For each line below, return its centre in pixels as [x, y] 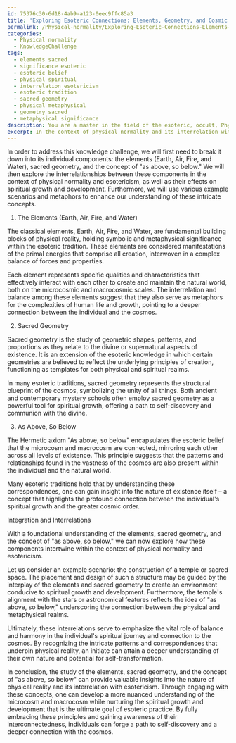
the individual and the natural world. [59, 470]
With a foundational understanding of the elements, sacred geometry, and [114, 534]
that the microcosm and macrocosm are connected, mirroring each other [113, 448]
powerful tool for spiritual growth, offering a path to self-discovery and [110, 406]
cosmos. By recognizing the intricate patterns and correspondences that [112, 643]
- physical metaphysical [50, 106]
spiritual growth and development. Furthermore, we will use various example [118, 189]
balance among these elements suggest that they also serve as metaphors [115, 297]
